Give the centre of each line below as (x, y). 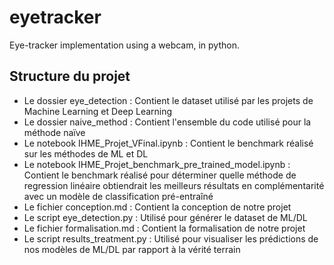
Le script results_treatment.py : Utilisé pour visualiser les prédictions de (171, 238)
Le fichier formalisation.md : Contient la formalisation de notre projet (164, 228)
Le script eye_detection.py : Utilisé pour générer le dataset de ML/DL (165, 217)
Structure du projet (70, 76)
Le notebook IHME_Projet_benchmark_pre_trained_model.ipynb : (157, 164)
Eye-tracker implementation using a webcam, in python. (124, 45)
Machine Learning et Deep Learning (98, 111)
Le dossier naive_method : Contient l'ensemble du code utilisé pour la (167, 122)
